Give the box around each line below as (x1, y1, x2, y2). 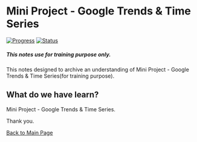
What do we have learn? (6, 90, 99, 100)
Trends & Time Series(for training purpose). (6, 72, 115, 79)
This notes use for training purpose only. (6, 51, 111, 58)
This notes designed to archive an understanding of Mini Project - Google (6, 66, 189, 73)
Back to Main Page (6, 129, 53, 136)
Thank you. (6, 117, 34, 125)
